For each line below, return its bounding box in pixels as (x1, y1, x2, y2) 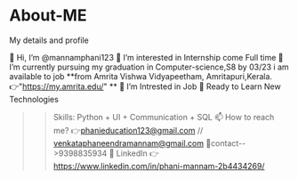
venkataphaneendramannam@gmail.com (52, 137, 205, 148)
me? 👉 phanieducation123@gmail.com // (52, 125, 204, 135)
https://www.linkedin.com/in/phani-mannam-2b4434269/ (52, 160, 265, 171)
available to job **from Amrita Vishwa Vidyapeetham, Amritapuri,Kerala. (9, 70, 273, 81)
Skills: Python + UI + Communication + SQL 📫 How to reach (52, 111, 275, 122)
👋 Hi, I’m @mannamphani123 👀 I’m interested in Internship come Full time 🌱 (9, 52, 284, 62)
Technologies (9, 94, 60, 104)
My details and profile (9, 35, 89, 45)
